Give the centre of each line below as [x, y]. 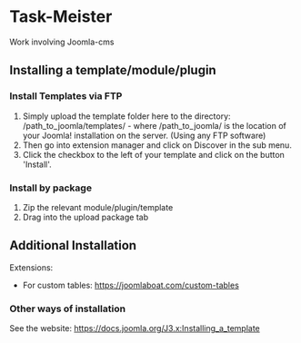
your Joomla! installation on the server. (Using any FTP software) [144, 135]
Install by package [51, 188]
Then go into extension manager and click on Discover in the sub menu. [157, 145]
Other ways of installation [67, 309]
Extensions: [31, 267]
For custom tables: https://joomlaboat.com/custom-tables [130, 285]
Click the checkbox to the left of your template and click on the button [153, 154]
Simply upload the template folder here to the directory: [126, 116]
